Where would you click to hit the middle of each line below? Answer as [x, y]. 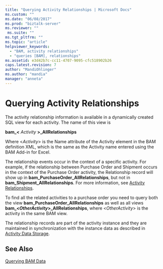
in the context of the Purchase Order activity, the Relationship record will [79, 172]
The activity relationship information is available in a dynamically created [79, 117]
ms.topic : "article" [27, 42]
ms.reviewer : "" [22, 28]
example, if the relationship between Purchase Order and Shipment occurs [81, 167]
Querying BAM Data [26, 261]
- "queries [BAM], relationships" [45, 56]
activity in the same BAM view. [36, 213]
